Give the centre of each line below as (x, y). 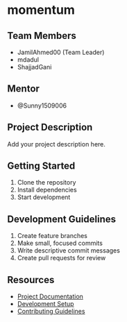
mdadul (28, 60)
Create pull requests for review (61, 258)
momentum (41, 10)
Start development (44, 197)
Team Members (42, 36)
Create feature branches (52, 236)
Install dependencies (47, 190)
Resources (31, 280)
